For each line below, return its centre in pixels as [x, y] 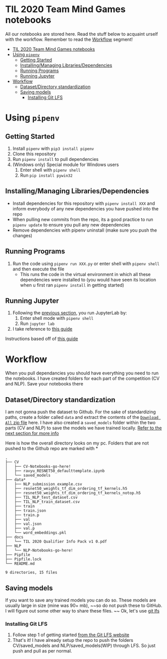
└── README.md [20, 564]
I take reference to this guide [42, 329]
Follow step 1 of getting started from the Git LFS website [71, 635]
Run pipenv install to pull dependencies [55, 159]
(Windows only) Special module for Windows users [66, 164]
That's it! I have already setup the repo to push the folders [73, 640]
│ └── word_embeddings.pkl [36, 533]
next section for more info [32, 433]
